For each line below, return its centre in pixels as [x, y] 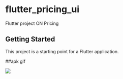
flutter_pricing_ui [42, 9]
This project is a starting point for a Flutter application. [62, 51]
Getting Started [30, 39]
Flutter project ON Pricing [32, 23]
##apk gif [15, 61]
